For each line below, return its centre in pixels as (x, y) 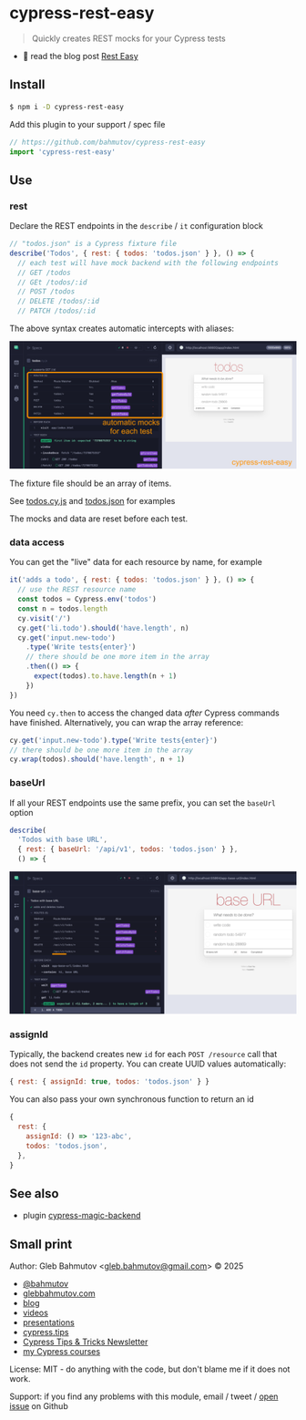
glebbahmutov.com (59, 1293)
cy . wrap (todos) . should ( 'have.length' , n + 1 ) (97, 759)
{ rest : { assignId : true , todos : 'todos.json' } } (109, 1082)
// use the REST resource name (77, 590)
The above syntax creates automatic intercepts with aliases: (122, 329)
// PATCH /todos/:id (56, 311)
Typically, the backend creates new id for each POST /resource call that (143, 1055)
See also (34, 1194)
